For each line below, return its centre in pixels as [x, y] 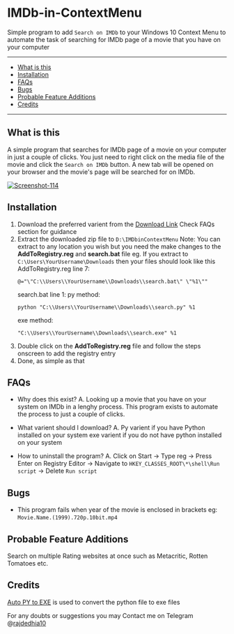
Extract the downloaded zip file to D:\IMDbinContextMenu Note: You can [119, 239]
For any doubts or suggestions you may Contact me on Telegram [100, 615]
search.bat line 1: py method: [58, 294]
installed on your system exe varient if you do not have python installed [119, 435]
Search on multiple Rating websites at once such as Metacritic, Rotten [108, 556]
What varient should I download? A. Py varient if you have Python [111, 428]
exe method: [35, 320]
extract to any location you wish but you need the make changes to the [119, 246]
